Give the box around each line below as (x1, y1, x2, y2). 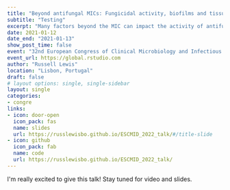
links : (7, 105, 26, 112)
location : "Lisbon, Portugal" (7, 67, 94, 74)
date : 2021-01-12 (7, 29, 57, 36)
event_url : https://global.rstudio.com (7, 55, 121, 62)
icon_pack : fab (13, 144, 57, 150)
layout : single (7, 86, 51, 93)
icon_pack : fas (13, 118, 57, 125)
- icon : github (7, 137, 51, 144)
